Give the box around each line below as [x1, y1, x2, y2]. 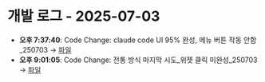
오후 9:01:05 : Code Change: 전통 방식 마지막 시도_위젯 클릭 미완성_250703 [18, 55, 258, 64]
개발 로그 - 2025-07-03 [7, 7, 160, 25]
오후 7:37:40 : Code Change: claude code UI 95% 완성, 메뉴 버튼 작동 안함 [18, 35, 257, 45]
